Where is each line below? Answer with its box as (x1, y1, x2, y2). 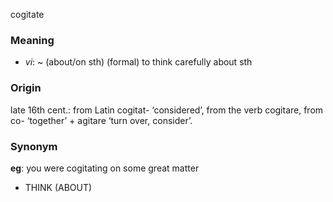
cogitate (10, 9, 45, 20)
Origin (10, 81, 42, 95)
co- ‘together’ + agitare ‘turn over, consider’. (10, 114, 193, 126)
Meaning (10, 33, 55, 47)
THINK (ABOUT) (24, 181, 93, 193)
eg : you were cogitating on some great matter (10, 162, 200, 174)
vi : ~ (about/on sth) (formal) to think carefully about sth (24, 56, 253, 68)
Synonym (10, 139, 58, 153)
